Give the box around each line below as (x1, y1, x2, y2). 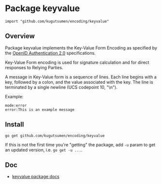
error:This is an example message (5, 107, 75, 112)
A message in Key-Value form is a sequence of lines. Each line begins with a (5, 74, 157, 80)
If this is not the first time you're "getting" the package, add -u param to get (5, 141, 156, 148)
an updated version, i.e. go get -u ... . (5, 147, 83, 153)
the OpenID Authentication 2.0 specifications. (5, 50, 96, 56)
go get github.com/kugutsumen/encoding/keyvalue (5, 133, 105, 138)
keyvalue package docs (12, 174, 59, 180)
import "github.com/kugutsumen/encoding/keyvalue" (5, 19, 109, 24)
